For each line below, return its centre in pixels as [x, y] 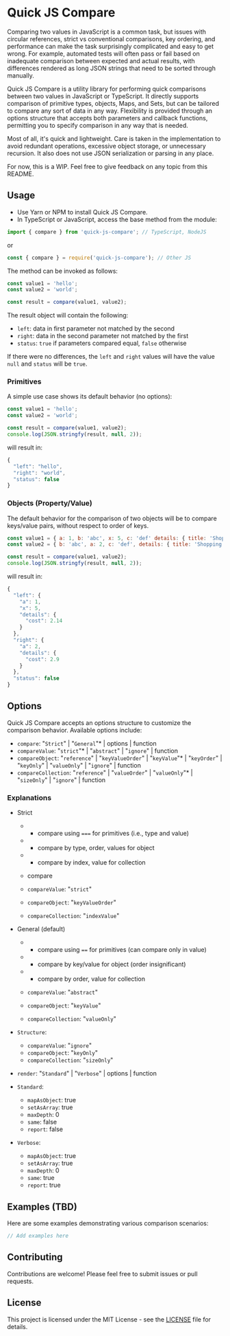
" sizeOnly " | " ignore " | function [61, 780]
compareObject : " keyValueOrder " [72, 902]
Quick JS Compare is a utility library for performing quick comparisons [107, 89]
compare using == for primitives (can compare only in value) [122, 950]
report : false [45, 1129]
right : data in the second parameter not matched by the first [103, 336]
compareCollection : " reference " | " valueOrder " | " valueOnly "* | [105, 772]
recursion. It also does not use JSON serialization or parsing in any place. [111, 153]
